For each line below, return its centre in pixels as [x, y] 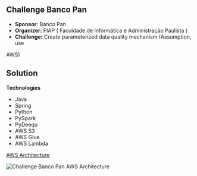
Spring [23, 105]
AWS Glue [27, 137]
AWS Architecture [28, 155]
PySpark [25, 118]
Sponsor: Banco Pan [40, 24]
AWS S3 [25, 131]
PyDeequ [26, 124]
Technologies [24, 87]
